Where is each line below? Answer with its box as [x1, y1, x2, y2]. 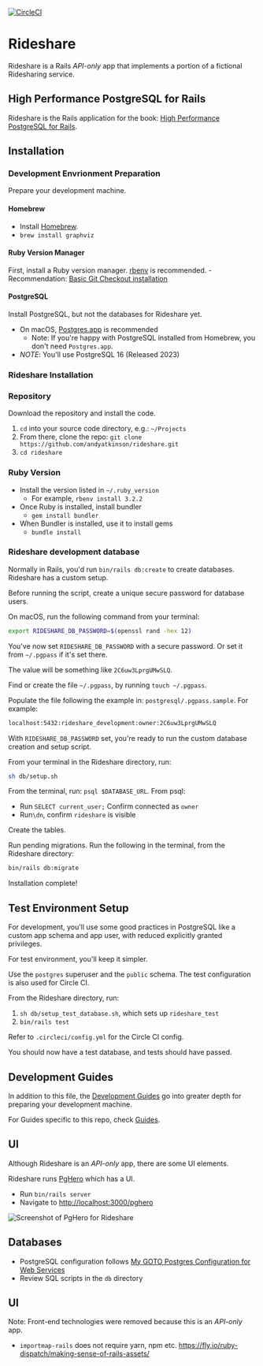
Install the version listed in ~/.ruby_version [19, 485, 160, 494]
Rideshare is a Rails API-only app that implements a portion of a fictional [8, 61, 243, 70]
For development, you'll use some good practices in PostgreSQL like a [8, 922, 236, 932]
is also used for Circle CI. [8, 978, 90, 988]
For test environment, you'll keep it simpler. [8, 955, 148, 964]
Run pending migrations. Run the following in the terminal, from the [8, 840, 226, 850]
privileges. [8, 939, 43, 949]
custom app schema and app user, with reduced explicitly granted [8, 931, 223, 940]
